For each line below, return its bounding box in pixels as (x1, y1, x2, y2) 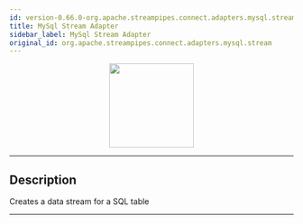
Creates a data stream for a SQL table (9, 196, 150, 207)
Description (9, 172, 77, 187)
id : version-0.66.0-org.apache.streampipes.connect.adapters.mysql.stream (9, 13, 297, 22)
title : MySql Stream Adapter (9, 22, 119, 31)
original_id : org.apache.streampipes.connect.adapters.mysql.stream (9, 38, 272, 48)
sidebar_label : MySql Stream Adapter (9, 30, 151, 39)
